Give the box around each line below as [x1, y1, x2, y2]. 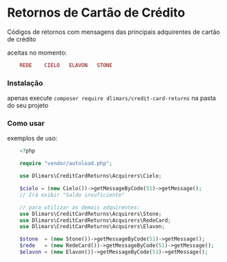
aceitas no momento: [7, 48, 68, 57]
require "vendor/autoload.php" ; [19, 160, 112, 167]
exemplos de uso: [7, 134, 58, 142]
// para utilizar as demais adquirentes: [19, 204, 140, 211]
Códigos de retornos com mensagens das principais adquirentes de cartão [7, 28, 221, 36]
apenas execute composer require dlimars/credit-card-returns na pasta [7, 94, 216, 102]
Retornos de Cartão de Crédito [7, 5, 186, 21]
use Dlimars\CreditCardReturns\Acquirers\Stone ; [19, 210, 162, 217]
